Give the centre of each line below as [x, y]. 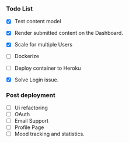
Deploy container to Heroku [48, 68]
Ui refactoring [31, 108]
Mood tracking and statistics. [49, 134]
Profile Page [29, 127]
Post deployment [31, 95]
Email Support [31, 121]
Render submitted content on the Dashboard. [69, 33]
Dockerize [27, 56]
